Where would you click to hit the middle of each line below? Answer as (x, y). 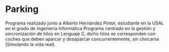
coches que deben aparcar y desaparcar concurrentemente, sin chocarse (82, 39)
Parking (22, 9)
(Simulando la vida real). (30, 44)
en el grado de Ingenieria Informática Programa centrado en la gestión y (80, 28)
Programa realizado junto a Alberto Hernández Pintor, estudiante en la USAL (85, 23)
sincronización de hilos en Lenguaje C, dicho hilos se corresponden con (80, 33)
